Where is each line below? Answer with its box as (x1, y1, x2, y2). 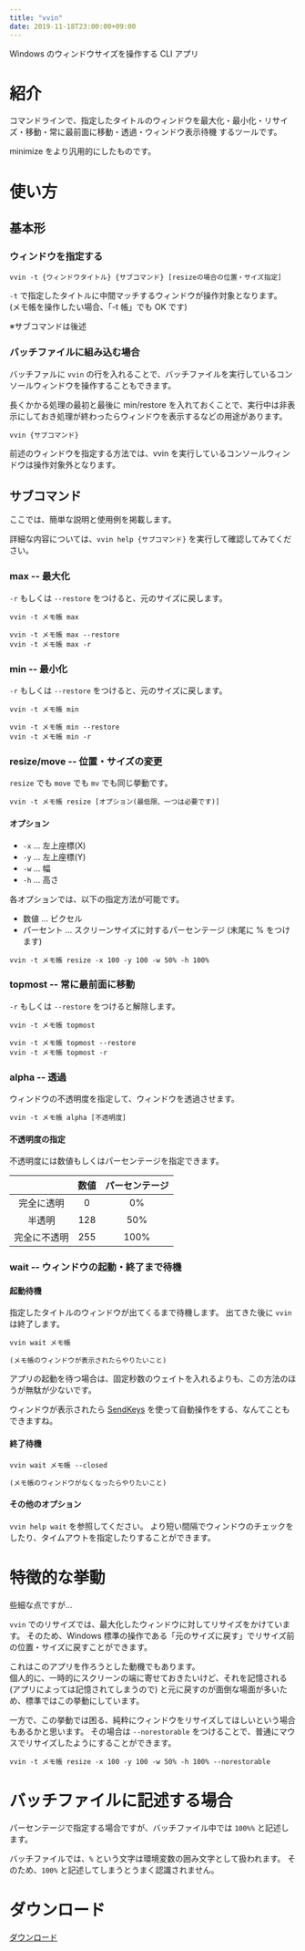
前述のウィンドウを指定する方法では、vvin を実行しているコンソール (9, 448, 267, 459)
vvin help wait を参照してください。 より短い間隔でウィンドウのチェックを (9, 1520, 294, 1531)
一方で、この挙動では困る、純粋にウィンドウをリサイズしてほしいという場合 (9, 1714, 296, 1725)
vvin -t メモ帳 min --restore (9, 722, 120, 732)
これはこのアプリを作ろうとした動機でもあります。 (9, 1661, 200, 1672)
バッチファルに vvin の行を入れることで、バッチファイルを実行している (9, 368, 278, 379)
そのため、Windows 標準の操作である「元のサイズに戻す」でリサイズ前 (26, 1630, 295, 1641)
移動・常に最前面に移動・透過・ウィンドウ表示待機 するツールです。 (25, 127, 282, 138)
